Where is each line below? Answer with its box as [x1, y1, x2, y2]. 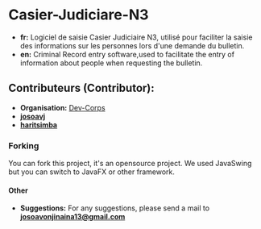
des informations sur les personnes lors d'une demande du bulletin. [19, 40, 245, 50]
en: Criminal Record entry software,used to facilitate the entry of [19, 49, 235, 59]
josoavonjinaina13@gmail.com [19, 212, 126, 222]
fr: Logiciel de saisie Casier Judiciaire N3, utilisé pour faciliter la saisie [19, 32, 253, 42]
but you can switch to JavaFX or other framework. [8, 167, 176, 177]
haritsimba [19, 119, 58, 130]
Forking [8, 139, 39, 151]
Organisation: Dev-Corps [19, 102, 106, 112]
